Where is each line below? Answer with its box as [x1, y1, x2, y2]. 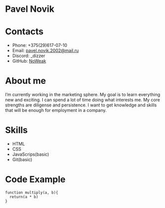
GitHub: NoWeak [12, 58, 46, 64]
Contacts [5, 26, 44, 37]
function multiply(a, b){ [5, 190, 58, 195]
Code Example [5, 174, 66, 185]
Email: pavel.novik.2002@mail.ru [12, 48, 79, 54]
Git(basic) [12, 157, 33, 162]
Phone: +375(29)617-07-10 [12, 42, 67, 48]
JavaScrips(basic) [12, 151, 49, 157]
